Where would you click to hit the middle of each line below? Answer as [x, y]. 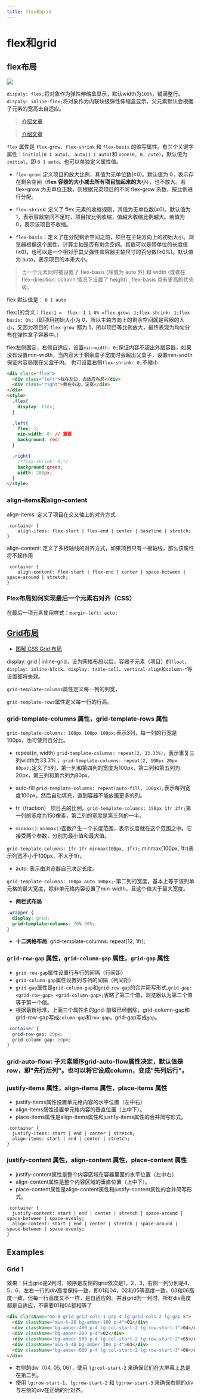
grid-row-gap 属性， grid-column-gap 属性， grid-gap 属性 [88, 959]
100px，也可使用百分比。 [38, 740]
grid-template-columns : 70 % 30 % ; [54, 924]
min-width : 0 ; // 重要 [45, 434]
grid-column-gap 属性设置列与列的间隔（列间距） [75, 980]
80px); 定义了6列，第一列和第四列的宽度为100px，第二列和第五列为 [98, 768]
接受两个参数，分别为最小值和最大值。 [62, 836]
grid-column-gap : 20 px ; [41, 1040]
